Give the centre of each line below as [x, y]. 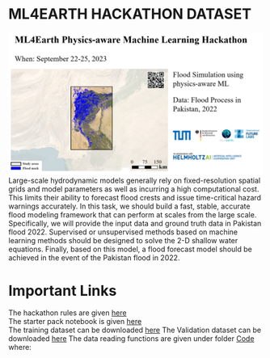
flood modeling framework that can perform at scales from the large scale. [133, 215]
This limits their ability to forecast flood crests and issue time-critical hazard [135, 198]
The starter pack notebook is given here [75, 322]
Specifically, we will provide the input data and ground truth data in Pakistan [135, 224]
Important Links [63, 291]
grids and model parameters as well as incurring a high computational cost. [134, 189]
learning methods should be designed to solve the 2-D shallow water [123, 241]
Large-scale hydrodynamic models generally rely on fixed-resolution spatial [135, 181]
